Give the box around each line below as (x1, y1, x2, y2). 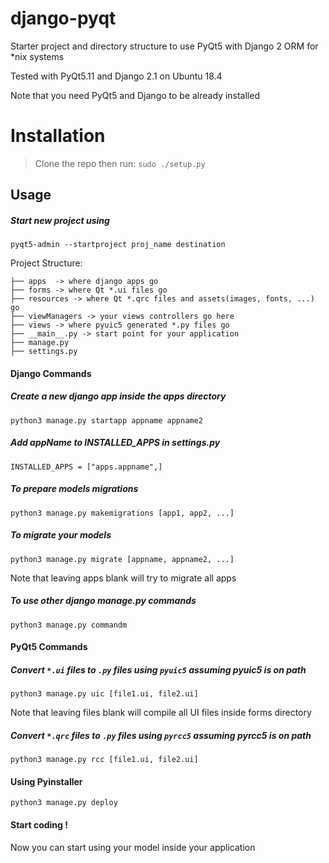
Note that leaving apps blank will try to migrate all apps (10, 572, 237, 584)
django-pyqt (10, 7, 117, 30)
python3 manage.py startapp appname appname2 (10, 415, 203, 426)
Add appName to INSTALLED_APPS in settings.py (10, 437, 221, 449)
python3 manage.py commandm (10, 620, 128, 630)
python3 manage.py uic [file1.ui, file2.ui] (10, 689, 199, 699)
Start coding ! (10, 819, 68, 831)
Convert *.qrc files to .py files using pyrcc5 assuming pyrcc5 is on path (10, 729, 312, 741)
